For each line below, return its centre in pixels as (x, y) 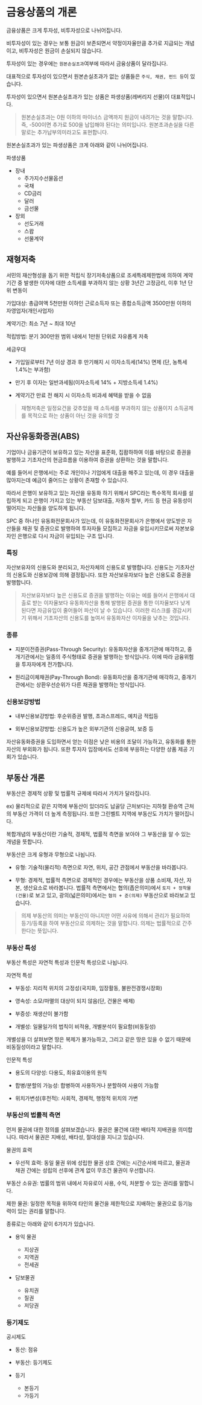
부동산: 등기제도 (33, 1363)
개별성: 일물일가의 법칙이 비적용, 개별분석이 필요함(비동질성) (85, 1026)
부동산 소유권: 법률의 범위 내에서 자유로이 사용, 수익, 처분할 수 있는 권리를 (92, 1183)
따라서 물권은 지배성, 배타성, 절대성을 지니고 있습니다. (82, 1137)
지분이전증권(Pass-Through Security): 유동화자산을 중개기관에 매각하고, (100, 649)
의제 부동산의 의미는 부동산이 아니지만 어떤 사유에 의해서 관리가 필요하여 (106, 916)
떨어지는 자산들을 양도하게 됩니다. (46, 508)
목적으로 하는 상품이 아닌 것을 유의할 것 (73, 415)
